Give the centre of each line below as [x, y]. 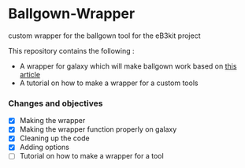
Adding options [44, 147]
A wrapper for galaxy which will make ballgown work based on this [128, 66]
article [30, 74]
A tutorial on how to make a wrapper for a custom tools [109, 83]
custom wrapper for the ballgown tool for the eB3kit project [104, 35]
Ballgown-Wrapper [72, 14]
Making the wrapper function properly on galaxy [98, 129]
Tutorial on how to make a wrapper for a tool [91, 156]
